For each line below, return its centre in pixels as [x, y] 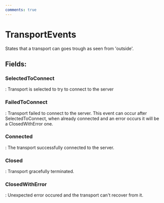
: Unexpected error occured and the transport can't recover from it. [74, 195]
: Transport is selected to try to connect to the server [59, 89]
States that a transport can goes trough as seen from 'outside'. [70, 48]
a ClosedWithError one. [29, 123]
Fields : [16, 64]
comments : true [21, 10]
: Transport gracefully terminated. [40, 171]
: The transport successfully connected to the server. [60, 147]
